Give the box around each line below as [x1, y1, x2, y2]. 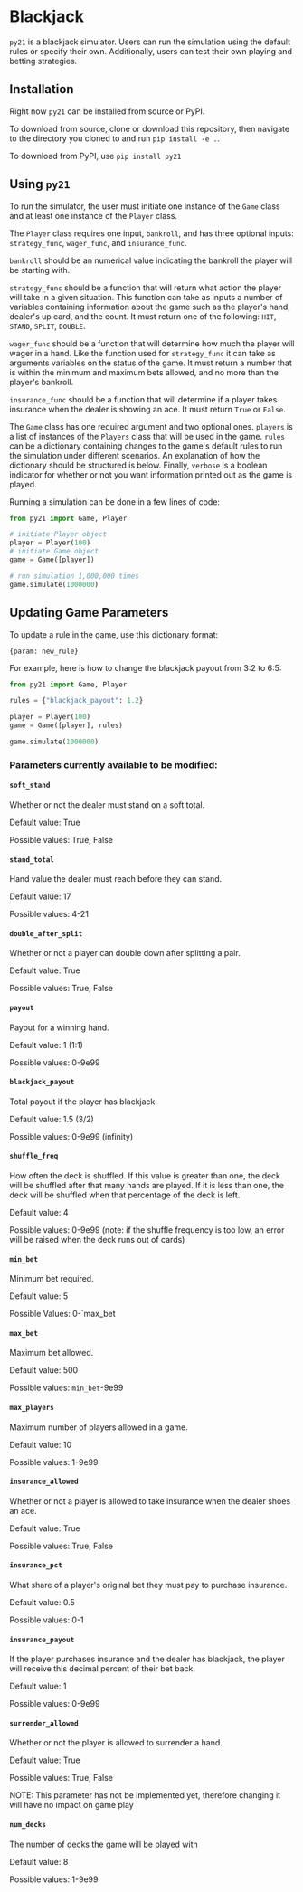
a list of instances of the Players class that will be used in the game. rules [9, 430, 285, 441]
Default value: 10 [9, 1439, 72, 1450]
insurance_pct [9, 1561, 63, 1570]
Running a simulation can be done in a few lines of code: [9, 496, 220, 507]
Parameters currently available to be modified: [9, 758, 218, 771]
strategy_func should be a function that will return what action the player [9, 282, 282, 293]
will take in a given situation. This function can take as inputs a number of [9, 291, 283, 302]
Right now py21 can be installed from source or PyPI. [9, 106, 205, 117]
